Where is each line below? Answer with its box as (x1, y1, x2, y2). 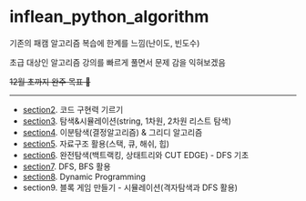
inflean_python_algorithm (9, 6, 209, 27)
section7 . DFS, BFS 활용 (22, 161, 111, 172)
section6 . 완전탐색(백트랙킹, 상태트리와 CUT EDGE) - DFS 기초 (22, 149, 250, 160)
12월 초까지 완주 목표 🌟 (9, 75, 91, 87)
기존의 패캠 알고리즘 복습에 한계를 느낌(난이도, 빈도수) (9, 37, 200, 48)
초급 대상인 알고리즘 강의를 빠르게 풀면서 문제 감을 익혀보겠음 (9, 56, 226, 67)
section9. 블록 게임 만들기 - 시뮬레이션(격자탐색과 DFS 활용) (22, 182, 239, 193)
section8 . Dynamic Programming (22, 171, 146, 182)
